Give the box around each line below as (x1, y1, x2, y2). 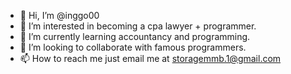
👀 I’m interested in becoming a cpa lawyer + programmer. (19, 20, 257, 32)
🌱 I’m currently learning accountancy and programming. (19, 31, 251, 42)
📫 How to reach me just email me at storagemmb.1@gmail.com (19, 53, 282, 64)
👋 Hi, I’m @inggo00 (19, 10, 100, 21)
